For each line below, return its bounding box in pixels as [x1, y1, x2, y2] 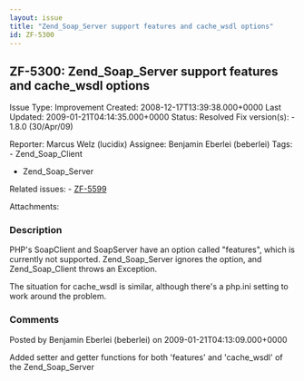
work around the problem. [9, 291, 107, 302]
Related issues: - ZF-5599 [9, 183, 107, 195]
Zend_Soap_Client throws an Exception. [9, 264, 157, 275]
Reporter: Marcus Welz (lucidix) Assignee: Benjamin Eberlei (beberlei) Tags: [9, 139, 293, 150]
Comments [9, 314, 59, 327]
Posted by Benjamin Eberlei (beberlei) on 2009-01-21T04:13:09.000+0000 [9, 334, 288, 345]
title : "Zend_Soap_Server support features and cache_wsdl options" [9, 22, 274, 31]
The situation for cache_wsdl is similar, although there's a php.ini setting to [9, 281, 289, 292]
